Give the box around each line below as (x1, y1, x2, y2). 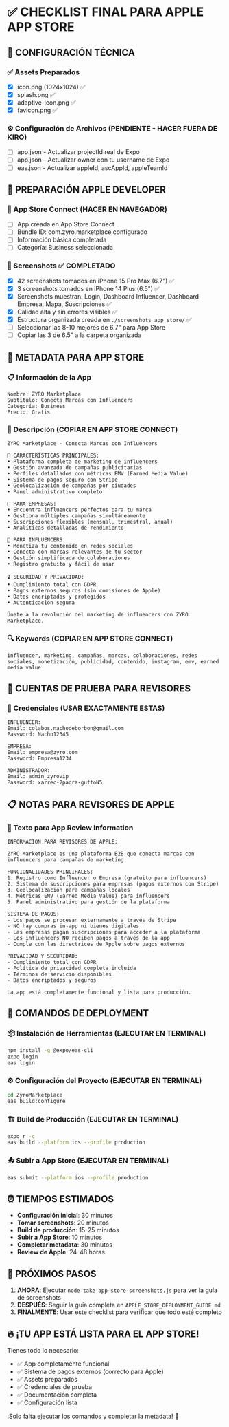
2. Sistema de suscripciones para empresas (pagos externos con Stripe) (7, 880, 219, 888)
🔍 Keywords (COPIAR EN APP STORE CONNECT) (7, 634, 173, 643)
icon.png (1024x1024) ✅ (16, 83, 86, 91)
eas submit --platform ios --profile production (7, 1174, 149, 1181)
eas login (7, 1060, 36, 1066)
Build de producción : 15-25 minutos (16, 1226, 120, 1234)
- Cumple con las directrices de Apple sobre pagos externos (7, 941, 186, 947)
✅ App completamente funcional (16, 1360, 110, 1368)
